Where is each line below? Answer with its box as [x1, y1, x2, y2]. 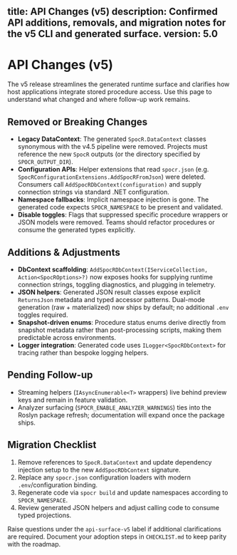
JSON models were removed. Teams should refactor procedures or [17, 218, 215, 227]
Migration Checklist [7, 439, 97, 451]
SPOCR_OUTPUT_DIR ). [17, 157, 73, 166]
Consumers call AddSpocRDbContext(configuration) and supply [17, 180, 201, 189]
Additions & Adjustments [7, 246, 121, 259]
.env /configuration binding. [17, 480, 98, 489]
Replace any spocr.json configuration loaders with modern [17, 473, 191, 482]
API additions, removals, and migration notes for [7, 17, 226, 29]
